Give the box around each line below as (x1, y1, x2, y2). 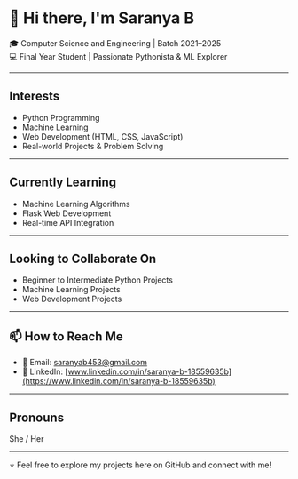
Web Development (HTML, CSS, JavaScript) (21, 131, 184, 141)
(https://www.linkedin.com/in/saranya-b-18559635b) (21, 376, 216, 387)
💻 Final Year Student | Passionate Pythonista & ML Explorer (9, 51, 228, 61)
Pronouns (9, 410, 65, 425)
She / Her (9, 434, 44, 443)
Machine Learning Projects (21, 284, 122, 295)
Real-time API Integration (21, 217, 114, 228)
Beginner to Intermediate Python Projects (21, 275, 173, 285)
